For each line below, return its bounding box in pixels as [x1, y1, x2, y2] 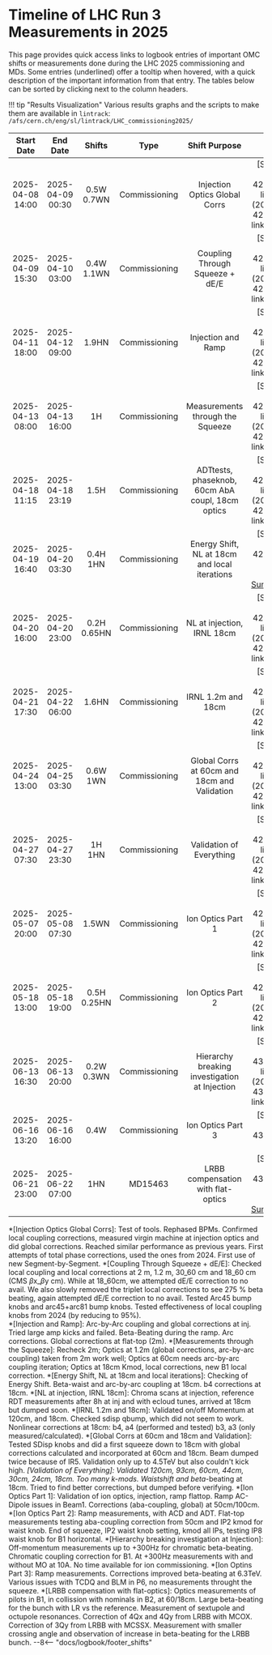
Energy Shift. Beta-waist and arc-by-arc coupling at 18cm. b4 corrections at [8, 1379, 261, 1388]
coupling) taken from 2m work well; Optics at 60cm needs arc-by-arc [8, 1353, 240, 1363]
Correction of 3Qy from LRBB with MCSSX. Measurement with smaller [8, 1620, 242, 1630]
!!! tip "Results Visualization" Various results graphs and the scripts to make [8, 100, 260, 109]
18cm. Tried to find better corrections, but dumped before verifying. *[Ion [8, 1482, 253, 1492]
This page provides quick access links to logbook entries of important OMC [8, 49, 261, 59]
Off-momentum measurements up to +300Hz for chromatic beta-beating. [8, 1542, 253, 1552]
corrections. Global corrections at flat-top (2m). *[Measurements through [8, 1336, 253, 1346]
